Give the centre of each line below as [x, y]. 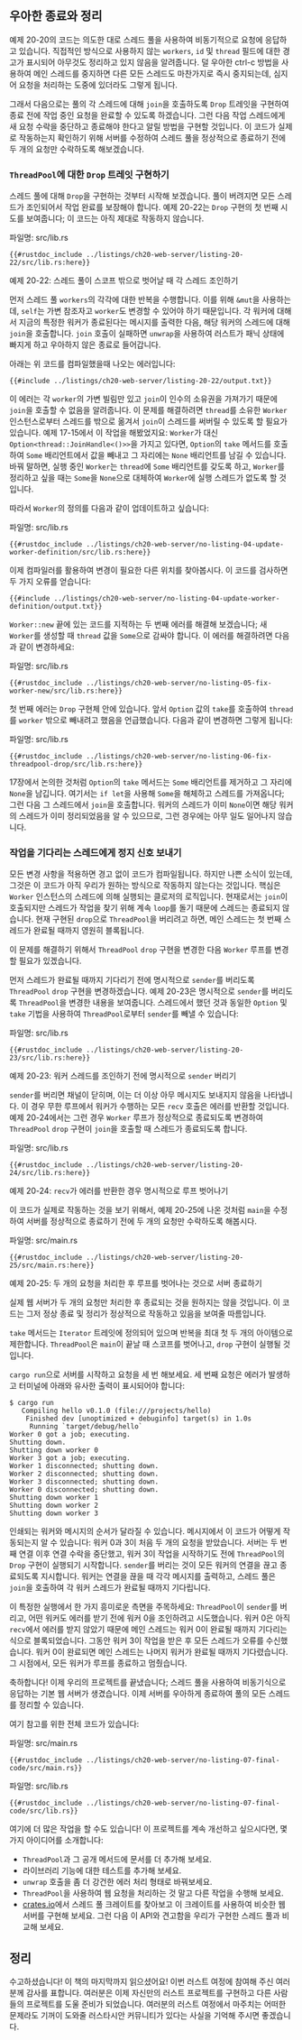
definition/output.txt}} [56, 607]
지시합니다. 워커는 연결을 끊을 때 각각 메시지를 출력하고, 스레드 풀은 [158, 1576]
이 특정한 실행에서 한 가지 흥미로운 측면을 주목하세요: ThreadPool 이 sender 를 [144, 1607]
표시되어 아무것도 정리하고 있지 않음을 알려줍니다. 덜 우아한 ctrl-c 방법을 [152, 62]
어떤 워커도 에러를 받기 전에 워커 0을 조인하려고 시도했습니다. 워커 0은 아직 [160, 1618]
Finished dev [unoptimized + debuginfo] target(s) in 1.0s [139, 1419]
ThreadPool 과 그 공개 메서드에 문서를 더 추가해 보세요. [117, 1860]
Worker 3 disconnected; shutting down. [84, 1482]
